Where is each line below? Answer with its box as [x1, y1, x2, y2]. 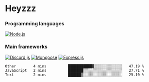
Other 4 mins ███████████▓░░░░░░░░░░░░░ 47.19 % [5, 64, 145, 68]
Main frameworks [5, 43, 48, 50]
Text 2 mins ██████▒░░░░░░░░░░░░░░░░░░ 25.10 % [5, 72, 145, 77]
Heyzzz [5, 3, 36, 14]
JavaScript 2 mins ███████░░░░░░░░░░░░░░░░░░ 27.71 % [5, 68, 145, 73]
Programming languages [5, 20, 65, 27]
